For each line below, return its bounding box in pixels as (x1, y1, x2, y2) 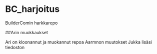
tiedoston (5, 44, 25, 50)
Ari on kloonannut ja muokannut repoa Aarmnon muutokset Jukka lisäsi (5, 39, 152, 45)
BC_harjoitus (5, 3, 60, 15)
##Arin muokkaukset (5, 29, 48, 35)
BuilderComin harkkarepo (5, 20, 58, 26)
